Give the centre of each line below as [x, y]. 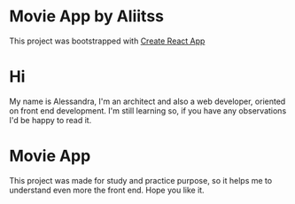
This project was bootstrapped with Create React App [107, 41]
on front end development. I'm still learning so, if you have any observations [148, 110]
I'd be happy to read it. [50, 120]
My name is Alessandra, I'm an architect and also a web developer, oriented [147, 101]
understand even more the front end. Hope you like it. [107, 190]
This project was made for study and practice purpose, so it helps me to [141, 180]
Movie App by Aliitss [86, 16]
